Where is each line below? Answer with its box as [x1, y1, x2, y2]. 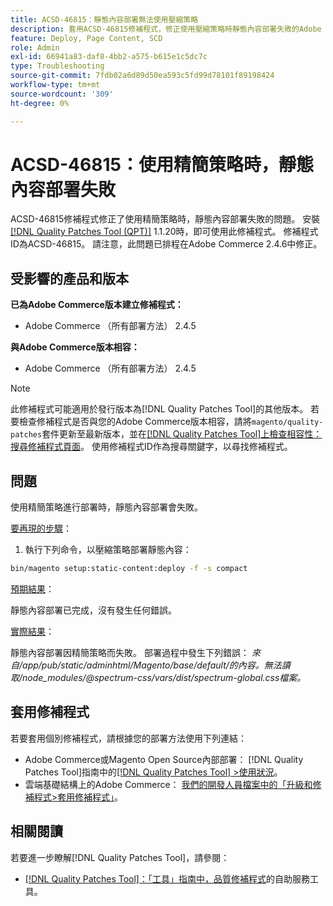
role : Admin [10, 42, 60, 53]
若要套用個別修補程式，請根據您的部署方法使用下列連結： [10, 732, 247, 744]
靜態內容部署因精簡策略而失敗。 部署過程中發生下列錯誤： [10, 646, 250, 658]
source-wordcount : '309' [10, 89, 114, 99]
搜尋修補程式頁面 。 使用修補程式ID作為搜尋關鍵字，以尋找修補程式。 [10, 441, 293, 453]
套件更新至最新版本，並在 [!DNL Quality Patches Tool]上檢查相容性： [41, 428, 323, 440]
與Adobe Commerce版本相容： [10, 341, 140, 353]
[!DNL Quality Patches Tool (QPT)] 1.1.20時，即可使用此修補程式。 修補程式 [10, 226, 319, 238]
